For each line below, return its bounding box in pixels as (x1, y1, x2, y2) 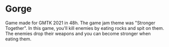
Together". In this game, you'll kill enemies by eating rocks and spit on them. (5, 25, 164, 31)
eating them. (5, 36, 32, 42)
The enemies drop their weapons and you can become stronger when (5, 30, 151, 36)
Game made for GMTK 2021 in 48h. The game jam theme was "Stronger (5, 20, 155, 26)
